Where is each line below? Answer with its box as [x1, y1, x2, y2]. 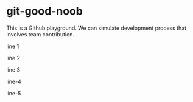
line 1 [6, 42, 19, 50]
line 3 [6, 66, 20, 73]
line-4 [6, 78, 21, 85]
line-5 [6, 89, 21, 97]
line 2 [6, 54, 20, 61]
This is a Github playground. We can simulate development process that [6, 24, 187, 32]
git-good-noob [6, 4, 83, 18]
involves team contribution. [6, 30, 75, 38]
